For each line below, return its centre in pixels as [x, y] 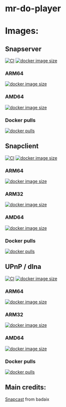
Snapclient [22, 146]
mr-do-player [33, 9]
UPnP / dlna [23, 267]
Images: [22, 31]
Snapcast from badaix [27, 399]
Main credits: [26, 387]
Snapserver [23, 49]
